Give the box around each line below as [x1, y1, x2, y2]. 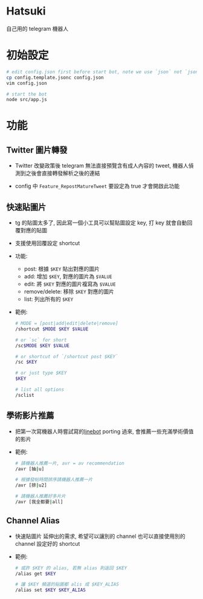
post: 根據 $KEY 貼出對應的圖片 [24, 265, 100, 273]
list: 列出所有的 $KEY [24, 295, 74, 303]
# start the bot [6, 91, 47, 97]
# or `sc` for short [14, 337, 67, 343]
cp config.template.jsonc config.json [6, 74, 104, 80]
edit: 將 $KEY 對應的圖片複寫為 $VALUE [24, 280, 116, 288]
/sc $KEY [14, 359, 37, 365]
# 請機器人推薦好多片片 [14, 493, 66, 500]
